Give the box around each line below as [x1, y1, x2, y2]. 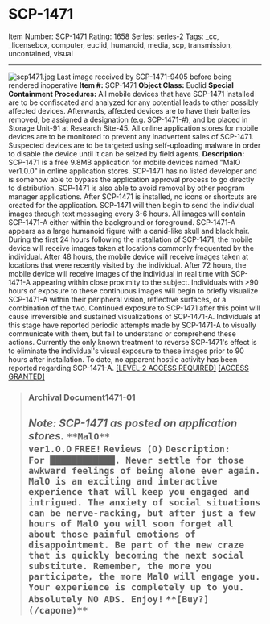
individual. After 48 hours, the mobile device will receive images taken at [8, 252, 249, 261]
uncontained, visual [8, 48, 74, 58]
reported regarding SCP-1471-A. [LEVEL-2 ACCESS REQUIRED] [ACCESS [8, 363, 249, 372]
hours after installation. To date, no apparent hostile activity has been [8, 354, 238, 364]
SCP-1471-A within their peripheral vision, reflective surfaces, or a [8, 294, 227, 304]
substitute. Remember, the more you [27, 560, 213, 572]
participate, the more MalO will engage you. [27, 571, 261, 583]
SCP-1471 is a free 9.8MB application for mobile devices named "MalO [8, 157, 241, 167]
